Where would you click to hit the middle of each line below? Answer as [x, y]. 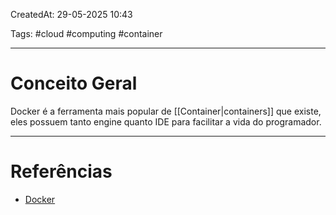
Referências [61, 171]
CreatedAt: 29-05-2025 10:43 [71, 14]
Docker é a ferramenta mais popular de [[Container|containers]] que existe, [166, 111]
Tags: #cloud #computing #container [86, 33]
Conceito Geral [74, 83]
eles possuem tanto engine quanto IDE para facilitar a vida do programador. [166, 121]
